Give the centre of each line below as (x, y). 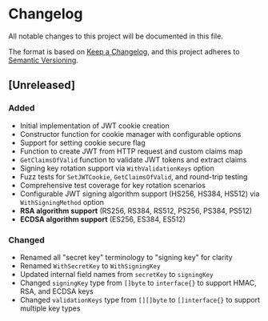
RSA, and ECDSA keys (56, 291)
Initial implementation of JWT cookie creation (95, 126)
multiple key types (50, 308)
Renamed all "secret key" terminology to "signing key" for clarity (126, 257)
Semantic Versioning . (43, 60)
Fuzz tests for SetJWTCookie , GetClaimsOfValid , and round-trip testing (134, 176)
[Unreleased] (42, 85)
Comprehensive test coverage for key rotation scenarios (113, 185)
